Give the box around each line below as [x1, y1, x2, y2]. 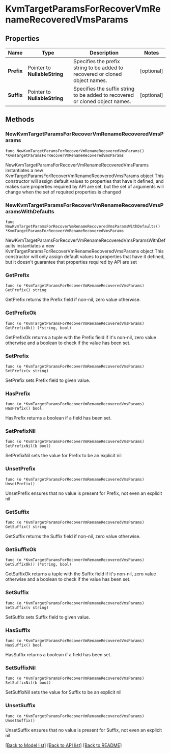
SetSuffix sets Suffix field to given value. [5, 614, 91, 620]
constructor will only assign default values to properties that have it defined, [5, 253, 165, 260]
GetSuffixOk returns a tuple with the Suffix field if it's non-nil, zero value [5, 571, 156, 577]
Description [90, 49, 119, 56]
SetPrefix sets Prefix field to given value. [5, 377, 91, 383]
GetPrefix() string [5, 288, 47, 293]
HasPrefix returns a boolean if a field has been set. [5, 415, 112, 421]
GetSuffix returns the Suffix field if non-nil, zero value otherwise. [5, 533, 141, 540]
